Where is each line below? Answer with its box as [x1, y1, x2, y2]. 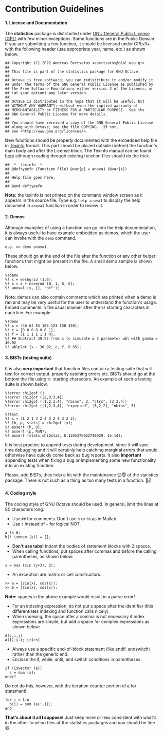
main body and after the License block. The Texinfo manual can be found [5, 148, 152, 154]
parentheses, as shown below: [12, 554, 74, 559]
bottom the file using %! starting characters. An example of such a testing [5, 376, 152, 382]
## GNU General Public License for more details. [5, 112, 108, 117]
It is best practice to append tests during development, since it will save [5, 442, 149, 448]
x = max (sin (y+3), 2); [5, 563, 55, 568]
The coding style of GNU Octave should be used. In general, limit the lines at [5, 501, 159, 507]
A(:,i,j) [5, 633, 23, 638]
